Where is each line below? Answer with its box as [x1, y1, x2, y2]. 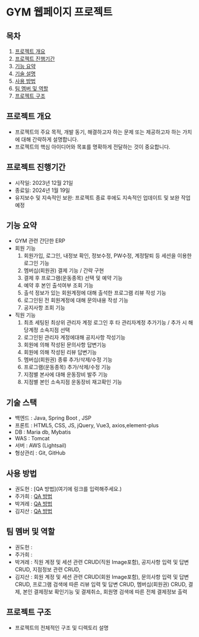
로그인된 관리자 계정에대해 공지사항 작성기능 [23, 334, 126, 341]
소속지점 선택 [39, 326, 70, 333]
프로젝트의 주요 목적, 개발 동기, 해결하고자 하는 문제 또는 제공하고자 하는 [14, 128, 181, 135]
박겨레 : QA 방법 [14, 500, 52, 507]
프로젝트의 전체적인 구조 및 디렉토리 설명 [14, 624, 109, 631]
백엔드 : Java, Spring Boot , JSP [14, 414, 92, 422]
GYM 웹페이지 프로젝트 [6, 5, 113, 19]
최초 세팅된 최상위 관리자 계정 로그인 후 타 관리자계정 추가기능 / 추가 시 [23, 319, 187, 326]
